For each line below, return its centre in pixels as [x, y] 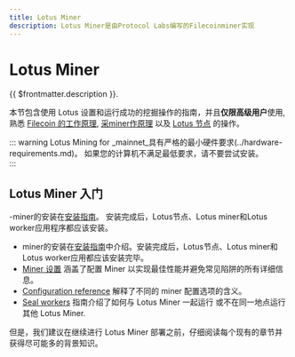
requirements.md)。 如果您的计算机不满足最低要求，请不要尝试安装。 [136, 154]
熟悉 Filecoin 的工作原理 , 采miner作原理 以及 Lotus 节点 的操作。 [127, 123]
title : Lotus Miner [45, 17]
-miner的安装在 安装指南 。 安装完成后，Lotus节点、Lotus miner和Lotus [139, 217]
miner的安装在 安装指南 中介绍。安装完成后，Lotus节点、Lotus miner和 [150, 247]
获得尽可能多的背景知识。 [56, 344]
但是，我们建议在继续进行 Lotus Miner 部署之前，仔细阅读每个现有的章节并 [146, 332]
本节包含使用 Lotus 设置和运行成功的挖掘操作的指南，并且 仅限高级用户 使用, [147, 113]
